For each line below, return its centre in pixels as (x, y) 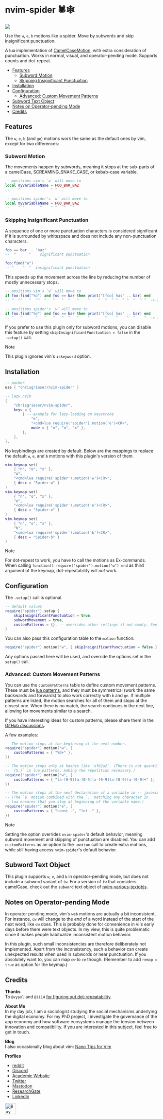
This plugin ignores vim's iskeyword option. (48, 356)
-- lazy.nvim (18, 396)
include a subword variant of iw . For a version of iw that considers (71, 882)
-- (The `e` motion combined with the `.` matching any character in (77, 797)
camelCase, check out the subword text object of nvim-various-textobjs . (76, 887)
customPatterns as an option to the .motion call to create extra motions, (76, 844)
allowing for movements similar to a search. (49, 711)
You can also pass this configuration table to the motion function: (70, 638)
